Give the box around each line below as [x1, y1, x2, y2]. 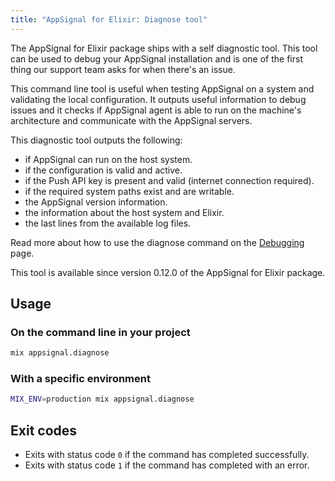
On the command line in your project [10, 325, 191, 339]
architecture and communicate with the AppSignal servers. [10, 114, 253, 126]
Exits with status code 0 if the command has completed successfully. [24, 449, 310, 461]
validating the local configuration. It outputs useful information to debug [10, 93, 307, 105]
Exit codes [10, 422, 78, 439]
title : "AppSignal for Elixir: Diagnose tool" [10, 14, 208, 25]
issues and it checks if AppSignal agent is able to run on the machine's [10, 104, 302, 116]
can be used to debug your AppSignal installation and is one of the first [10, 52, 303, 65]
